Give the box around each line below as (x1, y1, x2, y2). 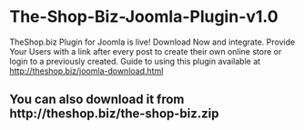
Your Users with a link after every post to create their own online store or (9, 45, 282, 56)
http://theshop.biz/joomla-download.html (9, 65, 164, 76)
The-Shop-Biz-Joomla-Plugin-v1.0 (9, 6, 279, 27)
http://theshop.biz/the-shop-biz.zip (9, 106, 220, 122)
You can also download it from (9, 92, 185, 107)
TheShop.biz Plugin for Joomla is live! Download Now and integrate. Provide (9, 36, 296, 47)
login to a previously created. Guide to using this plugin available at (9, 55, 261, 66)
